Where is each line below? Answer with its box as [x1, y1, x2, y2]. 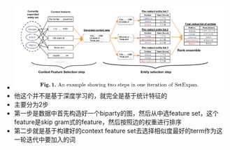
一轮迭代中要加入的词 [13, 135, 76, 144]
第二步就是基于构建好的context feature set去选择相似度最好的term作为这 [13, 127, 223, 135]
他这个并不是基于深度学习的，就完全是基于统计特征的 [13, 92, 168, 100]
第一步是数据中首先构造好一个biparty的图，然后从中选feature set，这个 [13, 109, 219, 118]
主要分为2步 [13, 100, 49, 109]
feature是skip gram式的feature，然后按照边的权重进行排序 [13, 118, 182, 126]
